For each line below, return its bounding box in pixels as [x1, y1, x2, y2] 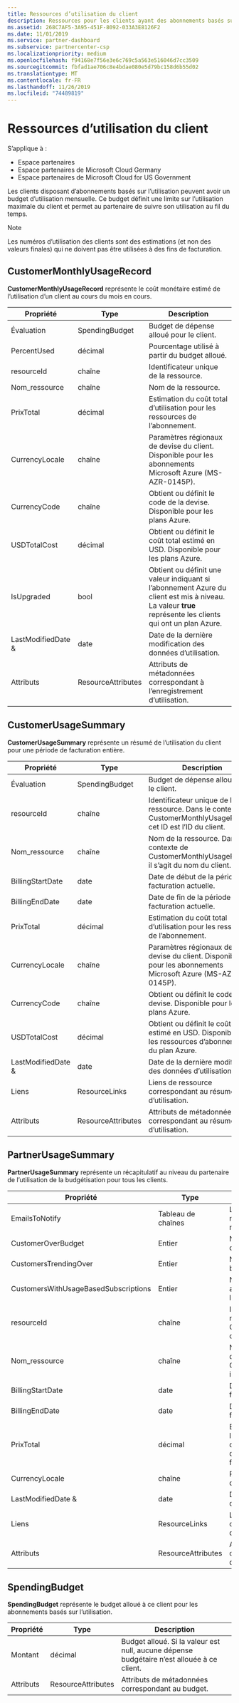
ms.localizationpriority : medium [7, 51, 107, 58]
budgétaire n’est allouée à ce [121, 1655, 218, 1665]
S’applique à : [7, 144, 48, 153]
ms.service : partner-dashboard [7, 37, 100, 44]
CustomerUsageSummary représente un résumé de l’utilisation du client [7, 738, 222, 747]
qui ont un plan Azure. [149, 618, 223, 628]
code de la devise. [149, 497, 210, 507]
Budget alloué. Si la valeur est [121, 1637, 221, 1647]
